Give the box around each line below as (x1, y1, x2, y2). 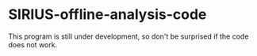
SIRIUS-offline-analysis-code (8, 6, 207, 24)
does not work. (8, 39, 58, 49)
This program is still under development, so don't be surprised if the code (8, 32, 249, 41)
